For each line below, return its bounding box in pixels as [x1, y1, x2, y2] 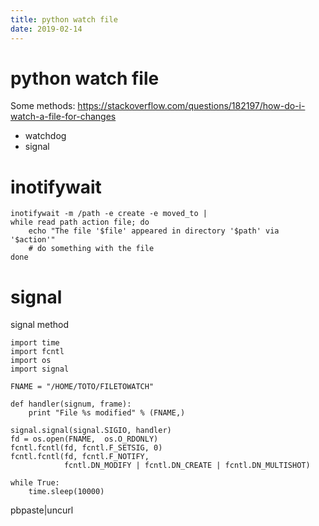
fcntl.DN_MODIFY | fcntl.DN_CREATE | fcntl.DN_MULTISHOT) [63, 461, 311, 471]
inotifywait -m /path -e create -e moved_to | [10, 209, 208, 219]
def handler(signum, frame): [10, 399, 132, 410]
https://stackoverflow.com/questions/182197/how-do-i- [77, 100, 306, 112]
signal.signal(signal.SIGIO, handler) [10, 426, 172, 436]
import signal [10, 364, 70, 375]
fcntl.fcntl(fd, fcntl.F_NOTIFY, [10, 452, 150, 462]
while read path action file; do [10, 217, 150, 228]
